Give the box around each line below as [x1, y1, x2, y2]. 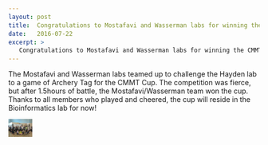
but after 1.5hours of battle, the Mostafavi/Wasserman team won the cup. [8, 86, 249, 96]
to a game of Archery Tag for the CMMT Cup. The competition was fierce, [8, 78, 251, 88]
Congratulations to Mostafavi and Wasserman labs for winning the [18, 46, 245, 55]
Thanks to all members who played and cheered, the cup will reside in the [8, 95, 251, 104]
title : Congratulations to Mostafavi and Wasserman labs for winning [8, 21, 248, 29]
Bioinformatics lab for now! [8, 104, 97, 113]
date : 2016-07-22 [8, 29, 73, 37]
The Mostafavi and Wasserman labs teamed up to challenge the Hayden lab [8, 69, 258, 79]
